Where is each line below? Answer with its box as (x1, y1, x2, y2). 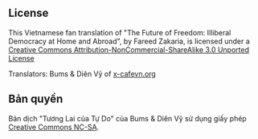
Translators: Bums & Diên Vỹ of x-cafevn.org (8, 68, 157, 79)
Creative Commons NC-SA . (8, 122, 100, 132)
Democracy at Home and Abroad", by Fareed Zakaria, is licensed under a (8, 36, 251, 46)
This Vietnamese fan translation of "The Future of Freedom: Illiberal (8, 27, 231, 37)
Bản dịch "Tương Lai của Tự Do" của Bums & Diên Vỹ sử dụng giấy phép (8, 113, 247, 123)
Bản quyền (8, 92, 63, 106)
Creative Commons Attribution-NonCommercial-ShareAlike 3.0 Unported (8, 44, 250, 55)
